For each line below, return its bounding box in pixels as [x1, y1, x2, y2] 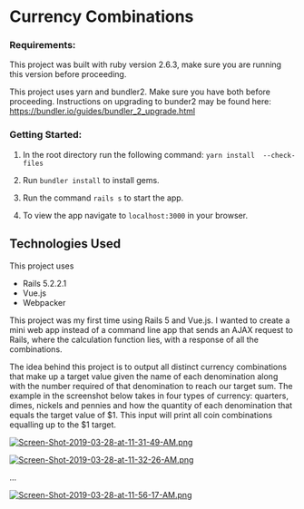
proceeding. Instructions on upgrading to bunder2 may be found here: [9, 96, 272, 107]
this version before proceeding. [9, 69, 127, 80]
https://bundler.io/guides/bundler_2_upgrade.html [9, 106, 196, 117]
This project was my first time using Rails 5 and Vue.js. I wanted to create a [9, 315, 290, 326]
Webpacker [22, 297, 66, 308]
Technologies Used [9, 236, 121, 251]
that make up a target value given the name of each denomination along [9, 370, 279, 382]
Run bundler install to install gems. [22, 174, 161, 185]
